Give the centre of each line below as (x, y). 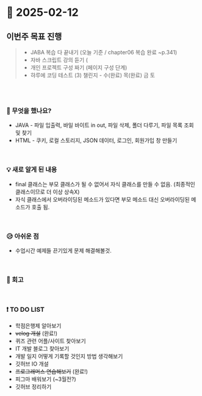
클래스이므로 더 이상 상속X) (47, 192)
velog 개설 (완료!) (36, 333)
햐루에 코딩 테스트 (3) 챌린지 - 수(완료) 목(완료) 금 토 (93, 75)
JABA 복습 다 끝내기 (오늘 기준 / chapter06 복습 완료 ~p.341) (104, 52)
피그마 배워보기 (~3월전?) (45, 379)
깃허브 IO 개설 (32, 364)
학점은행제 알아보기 (38, 326)
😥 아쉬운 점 (23, 236)
